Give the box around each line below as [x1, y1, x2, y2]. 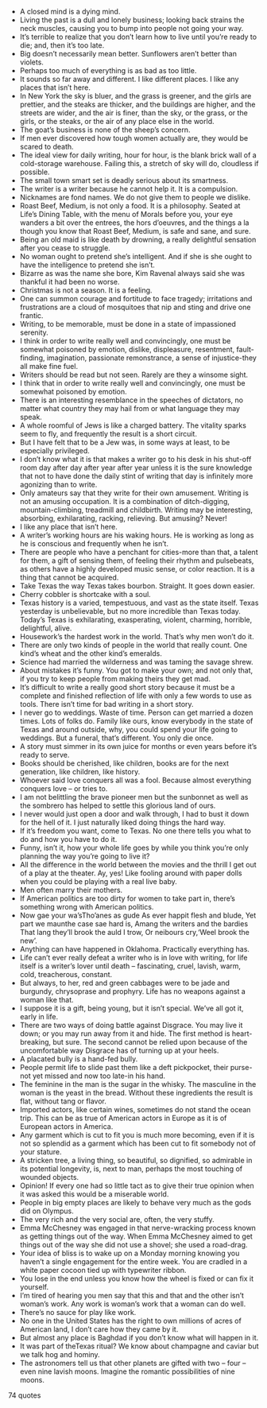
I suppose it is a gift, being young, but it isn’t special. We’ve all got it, [19, 1003, 244, 1013]
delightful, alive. [19, 623, 72, 633]
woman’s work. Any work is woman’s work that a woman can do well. [19, 1299, 246, 1309]
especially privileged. [19, 446, 90, 456]
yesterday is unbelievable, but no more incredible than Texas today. [19, 607, 241, 615]
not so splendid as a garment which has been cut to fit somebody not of [19, 1138, 257, 1148]
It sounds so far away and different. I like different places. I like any [19, 75, 239, 83]
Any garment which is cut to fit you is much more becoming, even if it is [19, 1131, 255, 1139]
